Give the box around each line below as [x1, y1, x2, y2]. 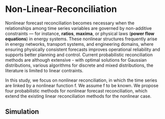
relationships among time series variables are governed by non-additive [5, 25, 152, 31]
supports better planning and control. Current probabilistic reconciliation [5, 51, 153, 58]
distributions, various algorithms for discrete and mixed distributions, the [5, 62, 154, 68]
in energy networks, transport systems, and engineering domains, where [5, 41, 154, 47]
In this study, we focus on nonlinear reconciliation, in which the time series [5, 77, 158, 83]
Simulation [5, 108, 39, 116]
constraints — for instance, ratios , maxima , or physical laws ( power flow [5, 30, 155, 36]
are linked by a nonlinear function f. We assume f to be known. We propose [5, 82, 159, 88]
